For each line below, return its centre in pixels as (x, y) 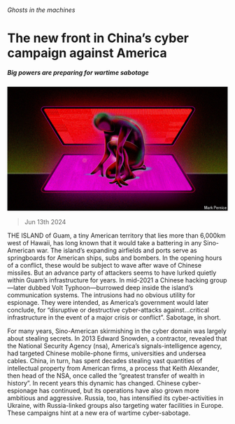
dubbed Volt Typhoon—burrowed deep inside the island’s (111, 288)
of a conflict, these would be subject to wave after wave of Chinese (104, 266)
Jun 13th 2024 (45, 222)
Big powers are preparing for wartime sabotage (78, 73)
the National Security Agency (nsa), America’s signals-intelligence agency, (115, 346)
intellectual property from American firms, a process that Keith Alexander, (113, 369)
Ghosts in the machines (41, 10)
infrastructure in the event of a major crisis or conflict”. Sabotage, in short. (114, 317)
